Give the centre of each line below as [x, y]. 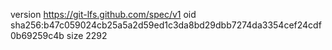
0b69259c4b [37, 35]
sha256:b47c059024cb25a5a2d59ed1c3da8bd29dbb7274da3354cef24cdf [166, 25]
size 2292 [87, 35]
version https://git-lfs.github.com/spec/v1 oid [103, 14]
